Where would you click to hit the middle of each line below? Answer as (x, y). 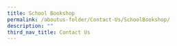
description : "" (30, 26)
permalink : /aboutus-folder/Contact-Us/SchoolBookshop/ (88, 20)
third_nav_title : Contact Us (49, 32)
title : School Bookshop (41, 13)
